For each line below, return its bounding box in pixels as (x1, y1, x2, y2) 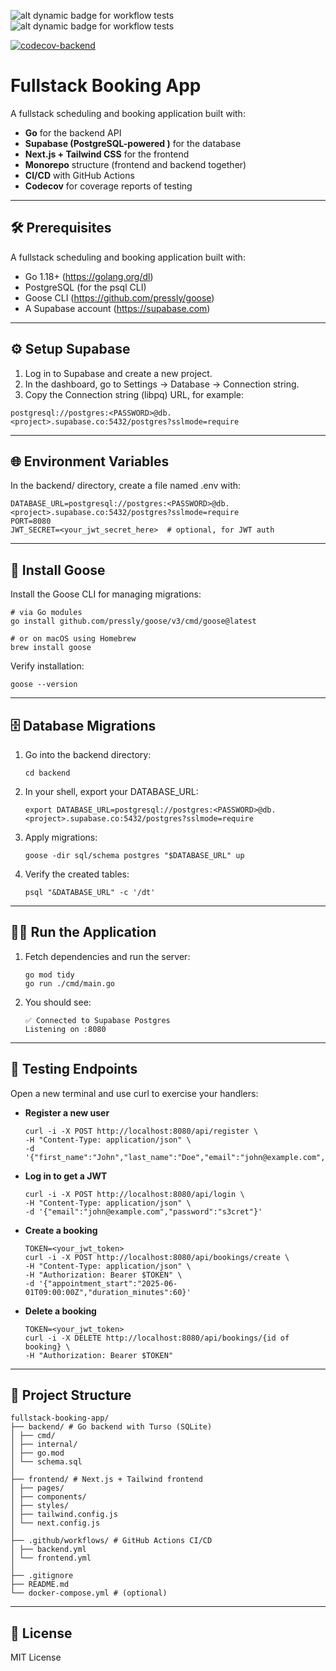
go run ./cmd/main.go (24, 978, 115, 989)
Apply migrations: (24, 831, 98, 843)
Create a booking (24, 1224, 98, 1236)
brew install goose (10, 643, 92, 653)
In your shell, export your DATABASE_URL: (24, 786, 199, 797)
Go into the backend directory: (24, 749, 152, 760)
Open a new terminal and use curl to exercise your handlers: (10, 1087, 259, 1099)
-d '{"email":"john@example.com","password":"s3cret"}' (24, 1206, 263, 1217)
